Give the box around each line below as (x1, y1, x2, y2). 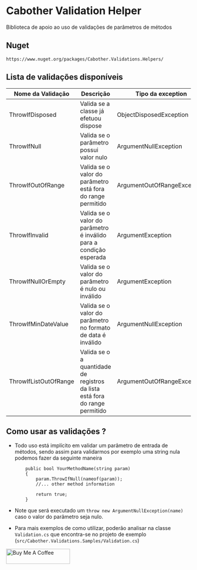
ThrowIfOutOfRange (9, 181, 65, 189)
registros (80, 377, 104, 385)
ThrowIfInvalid (9, 231, 49, 239)
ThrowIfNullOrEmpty (9, 277, 66, 286)
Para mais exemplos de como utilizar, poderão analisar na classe (14, 525, 171, 532)
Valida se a (80, 99, 110, 108)
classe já (80, 107, 104, 115)
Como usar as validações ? (6, 426, 107, 436)
